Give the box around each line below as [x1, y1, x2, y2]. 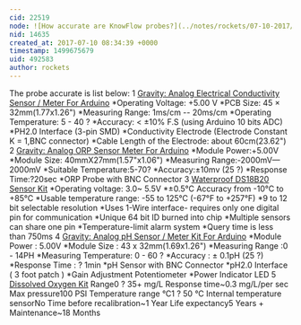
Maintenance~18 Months [9, 307, 101, 318]
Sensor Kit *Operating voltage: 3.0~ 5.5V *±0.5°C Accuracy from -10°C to [9, 183, 284, 194]
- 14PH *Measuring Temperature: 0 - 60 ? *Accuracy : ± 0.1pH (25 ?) [9, 250, 264, 260]
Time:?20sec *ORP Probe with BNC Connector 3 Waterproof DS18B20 [9, 173, 270, 184]
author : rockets [9, 64, 70, 73]
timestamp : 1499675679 [9, 47, 94, 56]
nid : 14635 [9, 30, 50, 39]
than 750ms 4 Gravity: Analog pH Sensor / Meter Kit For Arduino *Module [9, 231, 282, 242]
